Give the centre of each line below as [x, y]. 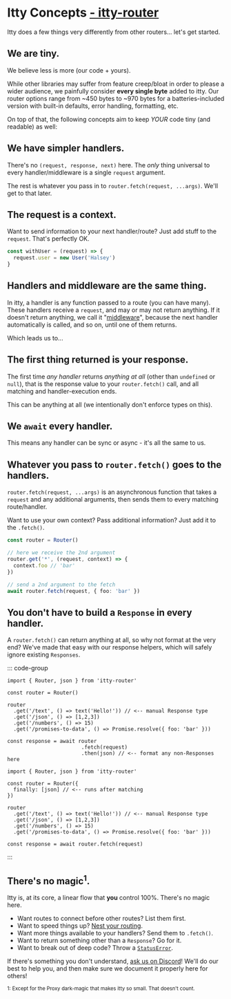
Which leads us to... [35, 338]
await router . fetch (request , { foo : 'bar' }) [73, 591]
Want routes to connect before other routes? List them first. [101, 918]
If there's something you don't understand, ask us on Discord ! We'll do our [113, 961]
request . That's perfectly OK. [48, 239]
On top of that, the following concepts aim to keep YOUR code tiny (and [109, 119]
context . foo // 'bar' [44, 565]
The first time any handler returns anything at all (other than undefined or [111, 376]
